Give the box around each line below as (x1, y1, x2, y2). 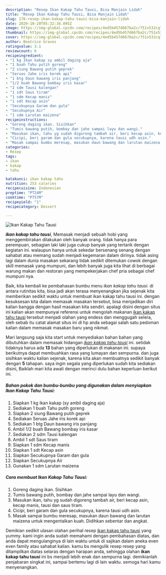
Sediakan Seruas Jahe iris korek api (12, 416, 86, 422)
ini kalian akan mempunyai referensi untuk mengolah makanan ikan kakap (5, 309, 155, 315)
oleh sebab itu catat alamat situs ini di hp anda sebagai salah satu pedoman (5, 320, 159, 325)
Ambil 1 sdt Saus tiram (12, 437, 58, 443)
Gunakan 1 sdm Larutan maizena (12, 463, 79, 469)
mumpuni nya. (5, 273, 35, 279)
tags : (5, 154, 17, 159)
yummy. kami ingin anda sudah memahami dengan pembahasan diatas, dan (5, 533, 160, 539)
